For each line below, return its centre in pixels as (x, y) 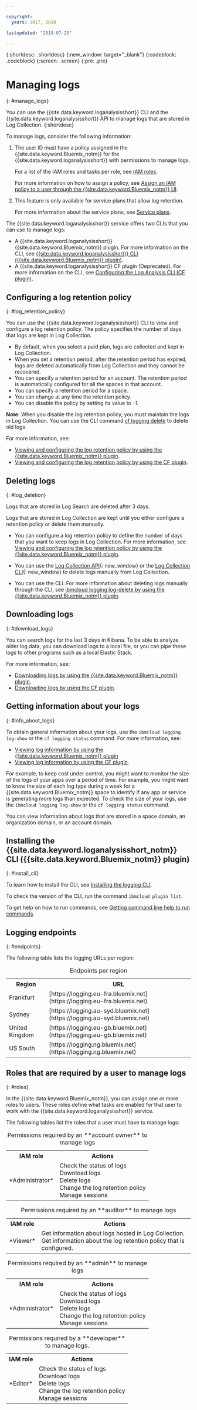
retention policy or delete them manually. (55, 524)
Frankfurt (22, 997)
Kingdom (21, 1035)
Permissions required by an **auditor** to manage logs (98, 1210)
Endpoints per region (98, 971)
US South (22, 1049)
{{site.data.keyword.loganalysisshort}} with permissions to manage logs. (102, 160)
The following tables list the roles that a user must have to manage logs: (93, 1122)
